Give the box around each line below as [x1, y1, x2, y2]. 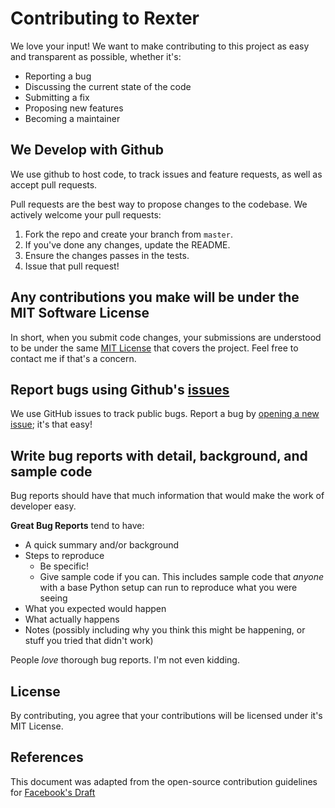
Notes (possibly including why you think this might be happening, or [24, 624, 306, 636]
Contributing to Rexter [10, 7, 200, 30]
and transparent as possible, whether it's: [10, 50, 182, 62]
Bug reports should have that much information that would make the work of [10, 490, 325, 502]
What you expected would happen [24, 603, 167, 615]
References [10, 749, 84, 766]
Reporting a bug [24, 70, 92, 82]
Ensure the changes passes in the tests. [24, 249, 190, 261]
